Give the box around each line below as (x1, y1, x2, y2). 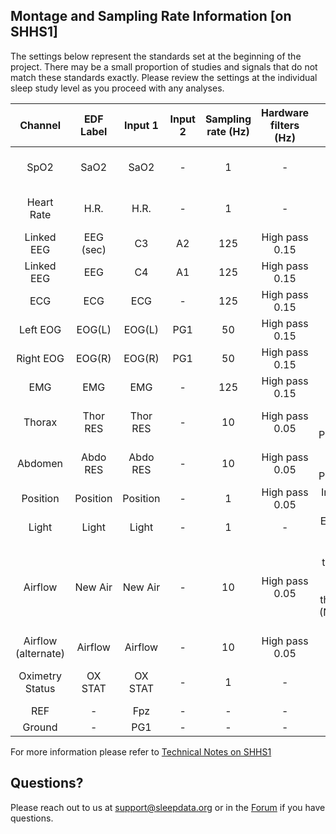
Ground (22, 720, 58, 734)
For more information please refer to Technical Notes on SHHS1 (10, 745, 272, 758)
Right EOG (16, 351, 65, 365)
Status (24, 681, 56, 695)
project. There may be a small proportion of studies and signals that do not (10, 60, 318, 73)
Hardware (261, 105, 310, 119)
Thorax (23, 415, 58, 429)
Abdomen (17, 456, 64, 470)
